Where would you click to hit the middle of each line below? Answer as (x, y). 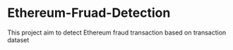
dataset (18, 39)
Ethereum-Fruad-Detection (89, 13)
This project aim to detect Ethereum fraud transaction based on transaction (117, 32)
